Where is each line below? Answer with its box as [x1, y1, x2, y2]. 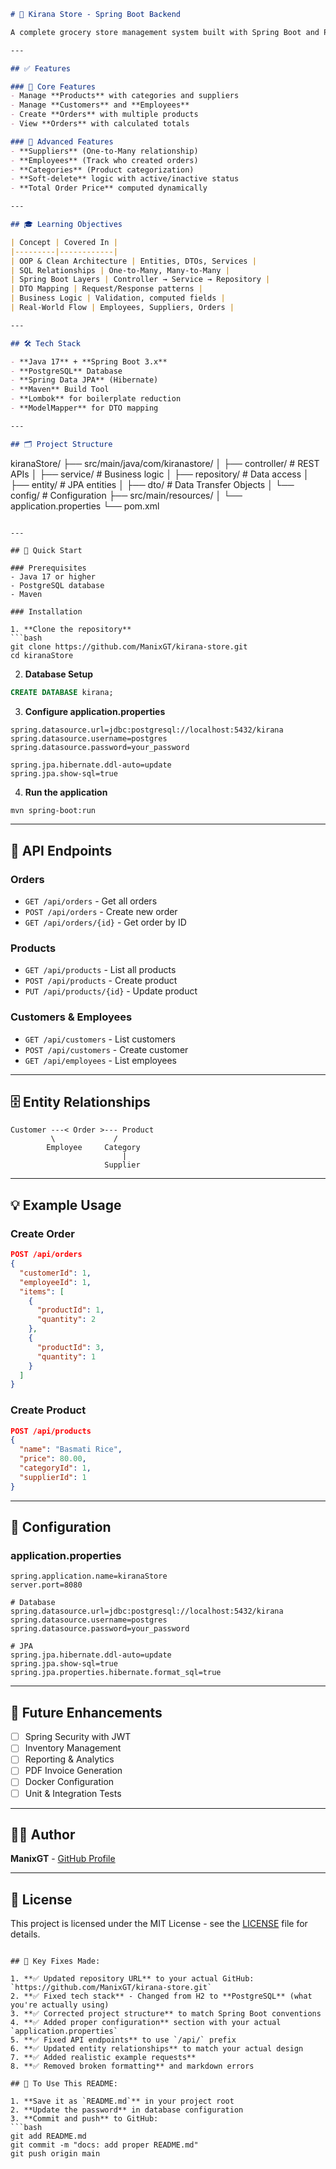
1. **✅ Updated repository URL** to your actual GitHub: [10, 1974, 255, 1984]
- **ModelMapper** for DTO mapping [10, 403, 159, 413]
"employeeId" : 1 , [19, 1277, 92, 1287]
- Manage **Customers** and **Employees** [10, 100, 190, 110]
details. [10, 1928, 41, 1940]
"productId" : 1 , [36, 1305, 105, 1315]
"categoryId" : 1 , [19, 1463, 92, 1474]
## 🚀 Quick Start [10, 545, 83, 555]
